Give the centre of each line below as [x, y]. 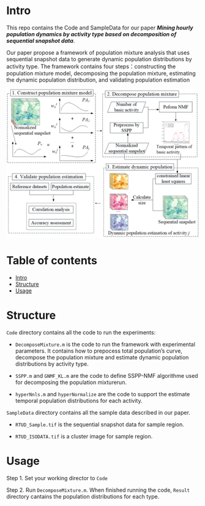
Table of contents [52, 260]
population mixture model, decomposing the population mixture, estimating [101, 73]
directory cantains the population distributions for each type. [83, 496]
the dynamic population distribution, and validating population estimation [98, 80]
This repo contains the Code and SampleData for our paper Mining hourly [100, 28]
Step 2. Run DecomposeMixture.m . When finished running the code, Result [98, 490]
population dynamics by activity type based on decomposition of [91, 34]
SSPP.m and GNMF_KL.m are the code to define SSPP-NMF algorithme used [106, 375]
